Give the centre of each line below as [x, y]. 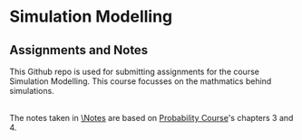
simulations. [32, 91]
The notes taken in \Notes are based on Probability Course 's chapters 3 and [151, 118]
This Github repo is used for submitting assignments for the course [135, 71]
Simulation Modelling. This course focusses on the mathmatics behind [141, 81]
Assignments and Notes [79, 50]
